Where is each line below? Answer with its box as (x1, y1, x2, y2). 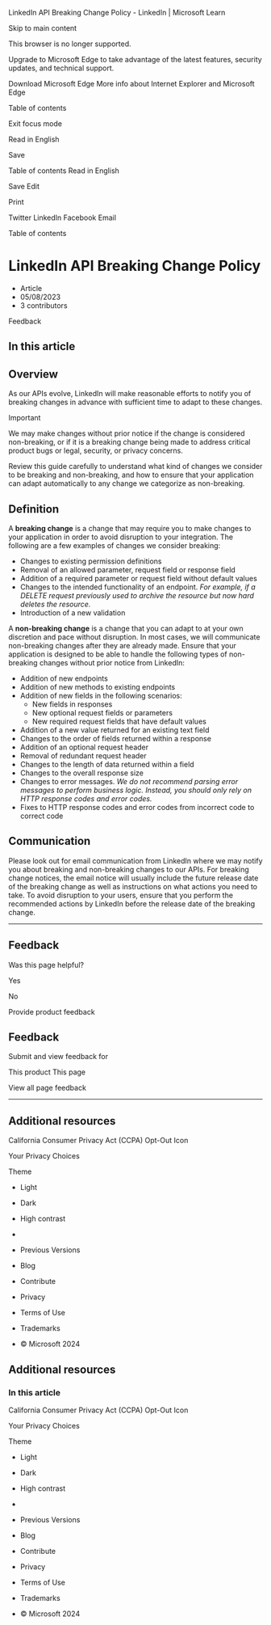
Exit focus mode (8, 119, 63, 129)
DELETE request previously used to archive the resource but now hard (19, 590, 254, 600)
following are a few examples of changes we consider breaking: (8, 540, 221, 550)
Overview (8, 367, 59, 381)
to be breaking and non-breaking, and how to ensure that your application (8, 470, 254, 480)
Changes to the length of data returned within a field (19, 759, 195, 769)
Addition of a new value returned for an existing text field (19, 724, 210, 735)
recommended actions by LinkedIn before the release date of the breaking (8, 898, 256, 909)
